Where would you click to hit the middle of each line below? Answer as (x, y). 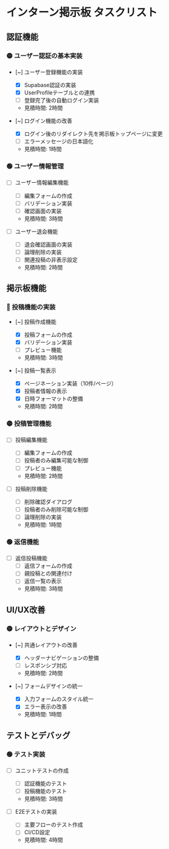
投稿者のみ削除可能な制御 (56, 509)
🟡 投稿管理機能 (29, 423)
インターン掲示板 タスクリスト (82, 12)
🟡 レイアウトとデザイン (41, 629)
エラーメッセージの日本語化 (59, 141)
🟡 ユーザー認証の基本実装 (44, 55)
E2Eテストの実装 (36, 812)
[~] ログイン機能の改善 (44, 121)
